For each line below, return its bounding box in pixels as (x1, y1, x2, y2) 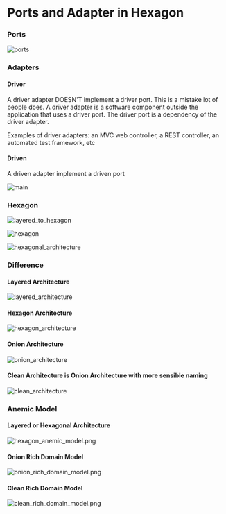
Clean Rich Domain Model (7, 483, 83, 492)
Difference (7, 260, 44, 270)
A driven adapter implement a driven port (7, 169, 125, 178)
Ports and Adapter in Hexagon (7, 5, 184, 21)
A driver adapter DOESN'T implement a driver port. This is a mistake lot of (7, 95, 218, 103)
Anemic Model (7, 404, 58, 413)
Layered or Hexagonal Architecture (7, 421, 111, 429)
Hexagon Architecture (7, 309, 73, 317)
